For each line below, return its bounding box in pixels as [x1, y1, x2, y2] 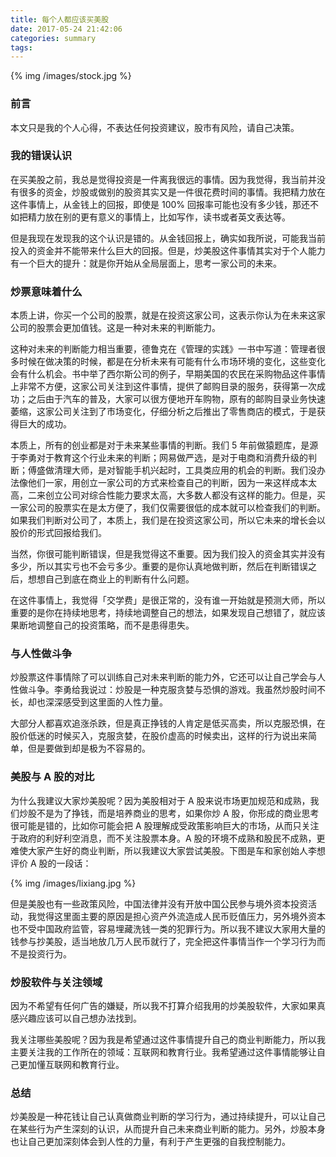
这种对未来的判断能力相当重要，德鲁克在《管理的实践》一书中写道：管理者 [10, 343, 317, 355]
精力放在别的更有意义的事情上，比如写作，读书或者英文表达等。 [27, 211, 291, 223]
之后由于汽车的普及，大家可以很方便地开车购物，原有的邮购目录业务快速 [27, 393, 326, 405]
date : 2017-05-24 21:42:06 [10, 24, 123, 34]
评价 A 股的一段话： [10, 857, 92, 869]
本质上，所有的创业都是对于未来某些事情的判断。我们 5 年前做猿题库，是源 [10, 439, 319, 451]
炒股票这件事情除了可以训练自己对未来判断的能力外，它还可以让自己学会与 [10, 671, 317, 683]
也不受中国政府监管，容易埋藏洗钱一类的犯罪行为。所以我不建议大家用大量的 [10, 922, 326, 935]
